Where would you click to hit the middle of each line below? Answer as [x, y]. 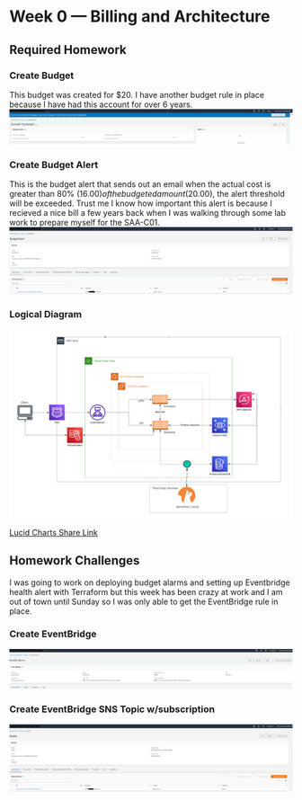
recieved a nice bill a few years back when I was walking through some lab [147, 213]
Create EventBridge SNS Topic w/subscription [112, 709]
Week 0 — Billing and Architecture [140, 17]
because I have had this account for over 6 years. [101, 104]
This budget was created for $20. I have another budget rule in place [137, 94]
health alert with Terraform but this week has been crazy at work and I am [146, 591]
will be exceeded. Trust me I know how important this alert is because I [141, 203]
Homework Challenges [75, 560]
